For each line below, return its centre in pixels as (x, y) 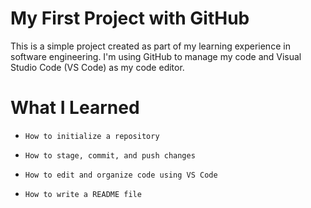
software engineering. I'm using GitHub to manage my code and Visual (156, 56)
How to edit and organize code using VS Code (121, 175)
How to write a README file (83, 194)
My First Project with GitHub (130, 18)
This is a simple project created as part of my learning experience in (150, 46)
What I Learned (75, 108)
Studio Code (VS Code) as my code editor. (97, 67)
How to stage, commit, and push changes (110, 155)
